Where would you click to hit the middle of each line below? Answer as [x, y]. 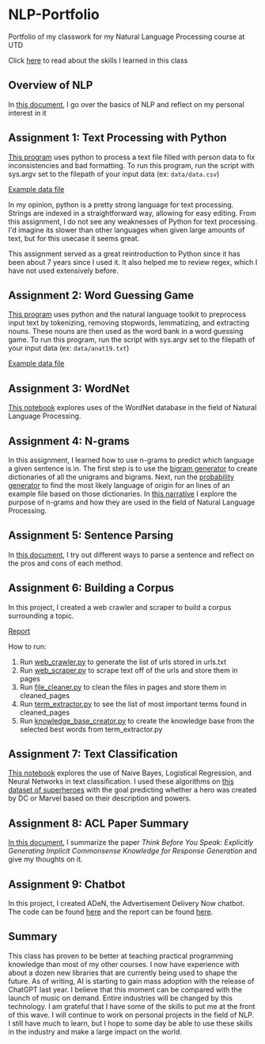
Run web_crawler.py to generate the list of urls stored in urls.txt [123, 662]
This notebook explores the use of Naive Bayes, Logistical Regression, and [130, 773]
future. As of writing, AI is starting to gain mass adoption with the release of [131, 981]
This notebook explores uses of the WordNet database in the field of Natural [132, 408]
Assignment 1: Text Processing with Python [117, 138]
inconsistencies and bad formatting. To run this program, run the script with [131, 165]
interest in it [27, 113]
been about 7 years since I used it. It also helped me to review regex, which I [133, 262]
